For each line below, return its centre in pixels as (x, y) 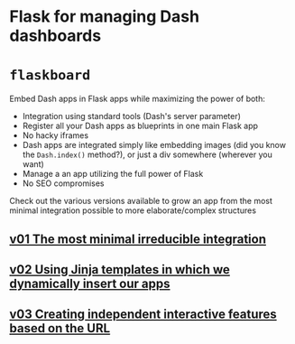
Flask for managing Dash (105, 17)
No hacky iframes (55, 135)
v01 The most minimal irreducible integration (138, 239)
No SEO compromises (63, 183)
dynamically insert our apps (90, 283)
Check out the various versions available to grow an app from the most (141, 201)
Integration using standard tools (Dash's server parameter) (132, 116)
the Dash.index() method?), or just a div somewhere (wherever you (147, 154)
